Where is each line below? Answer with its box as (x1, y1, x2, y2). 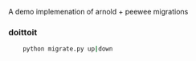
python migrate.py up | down (22, 45, 113, 53)
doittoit (8, 26, 38, 38)
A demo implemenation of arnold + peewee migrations (8, 7, 189, 16)
